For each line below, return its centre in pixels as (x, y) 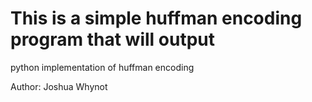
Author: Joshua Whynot (59, 86)
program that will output (112, 39)
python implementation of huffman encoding (102, 67)
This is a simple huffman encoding (156, 18)
